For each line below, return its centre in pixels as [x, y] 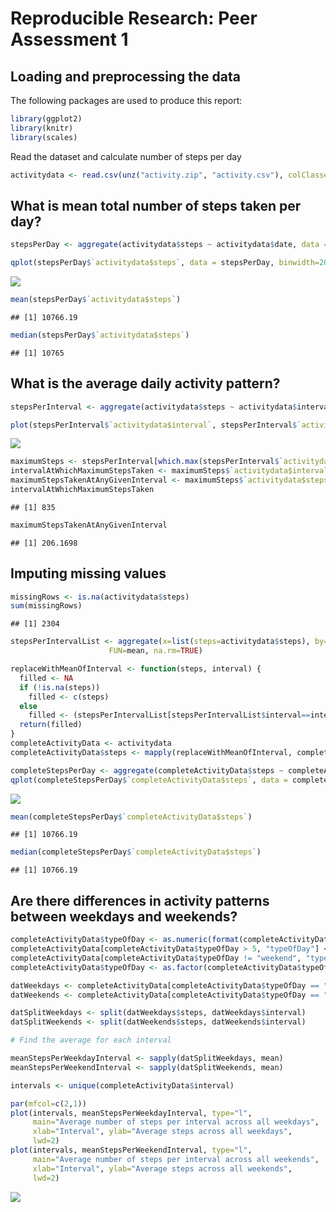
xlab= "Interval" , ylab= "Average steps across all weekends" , [162, 1168]
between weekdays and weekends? [124, 916]
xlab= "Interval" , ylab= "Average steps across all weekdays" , [162, 1132]
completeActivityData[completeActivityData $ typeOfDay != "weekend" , [156, 958]
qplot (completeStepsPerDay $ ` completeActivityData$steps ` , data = [149, 780]
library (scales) [44, 137]
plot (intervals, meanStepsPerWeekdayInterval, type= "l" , [131, 1113]
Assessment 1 [69, 39]
